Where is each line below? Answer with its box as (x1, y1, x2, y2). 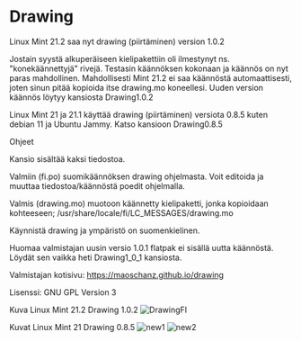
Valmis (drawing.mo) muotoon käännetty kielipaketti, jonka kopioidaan (9, 198, 270, 209)
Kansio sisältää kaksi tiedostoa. (9, 153, 126, 164)
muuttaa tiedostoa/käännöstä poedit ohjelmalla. (9, 180, 186, 191)
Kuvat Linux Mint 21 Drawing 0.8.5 (9, 321, 136, 332)
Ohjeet (9, 136, 34, 147)
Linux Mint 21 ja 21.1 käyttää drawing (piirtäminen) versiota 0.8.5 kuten (9, 109, 268, 120)
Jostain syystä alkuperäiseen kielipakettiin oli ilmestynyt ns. (9, 53, 231, 64)
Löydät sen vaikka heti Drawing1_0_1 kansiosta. (9, 252, 182, 263)
